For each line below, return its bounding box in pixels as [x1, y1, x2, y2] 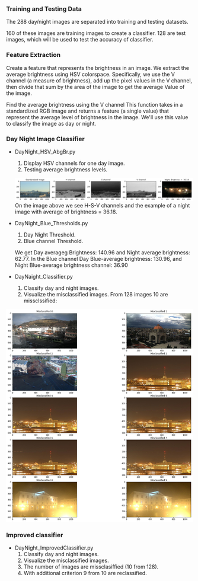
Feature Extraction [6, 51, 61, 59]
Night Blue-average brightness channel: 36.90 [14, 261, 129, 269]
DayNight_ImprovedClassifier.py [14, 544, 94, 551]
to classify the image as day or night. [6, 120, 97, 127]
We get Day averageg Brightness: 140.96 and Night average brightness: [14, 248, 190, 256]
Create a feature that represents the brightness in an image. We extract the [6, 64, 190, 71]
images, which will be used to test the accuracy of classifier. [6, 36, 154, 43]
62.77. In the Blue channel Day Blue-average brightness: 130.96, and [14, 255, 182, 262]
